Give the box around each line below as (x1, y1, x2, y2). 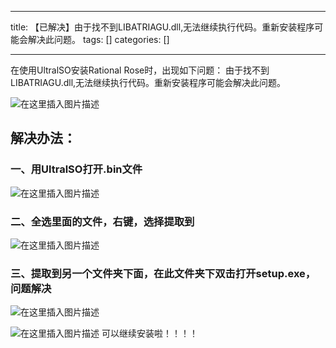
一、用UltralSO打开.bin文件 (10, 162, 143, 176)
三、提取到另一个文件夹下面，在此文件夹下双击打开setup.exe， (10, 266, 317, 280)
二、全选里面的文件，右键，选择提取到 (10, 214, 195, 228)
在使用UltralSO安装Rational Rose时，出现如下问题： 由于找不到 (10, 64, 270, 76)
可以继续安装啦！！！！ (101, 327, 198, 340)
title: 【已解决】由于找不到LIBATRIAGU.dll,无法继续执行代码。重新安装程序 (10, 21, 315, 33)
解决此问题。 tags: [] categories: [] (27, 34, 170, 45)
